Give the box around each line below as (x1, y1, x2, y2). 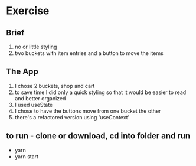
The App (6, 67, 38, 77)
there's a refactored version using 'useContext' (14, 113, 130, 121)
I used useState (14, 101, 53, 108)
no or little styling (14, 43, 57, 50)
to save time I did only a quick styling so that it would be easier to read (14, 89, 187, 96)
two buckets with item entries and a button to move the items (14, 50, 164, 57)
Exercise (6, 4, 50, 18)
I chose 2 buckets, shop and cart (14, 82, 95, 89)
